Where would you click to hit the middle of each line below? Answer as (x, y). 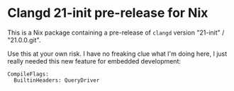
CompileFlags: (28, 74)
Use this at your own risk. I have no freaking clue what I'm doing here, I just (117, 54)
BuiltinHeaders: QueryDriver (57, 80)
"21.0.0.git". (24, 40)
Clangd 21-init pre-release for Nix (108, 13)
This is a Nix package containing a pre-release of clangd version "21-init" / (116, 32)
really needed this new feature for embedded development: (94, 61)
